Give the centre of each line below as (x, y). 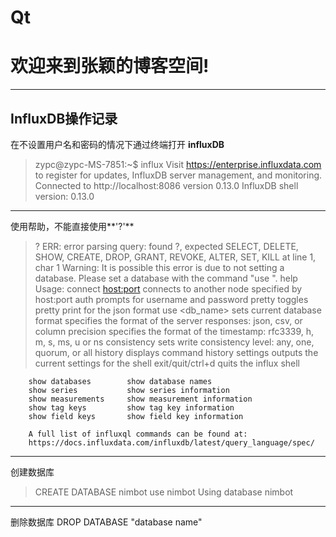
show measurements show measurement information (140, 399)
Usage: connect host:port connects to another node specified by (168, 288)
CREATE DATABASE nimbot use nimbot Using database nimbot (164, 492)
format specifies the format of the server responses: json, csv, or (168, 320)
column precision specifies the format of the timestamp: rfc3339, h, (174, 331)
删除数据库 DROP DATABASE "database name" (106, 522)
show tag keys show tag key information (131, 407)
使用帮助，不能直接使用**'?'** (72, 226)
